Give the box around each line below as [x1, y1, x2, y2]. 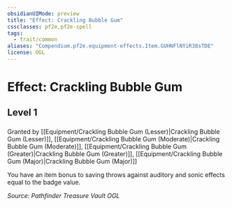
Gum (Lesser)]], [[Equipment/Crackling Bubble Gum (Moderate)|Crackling [7, 135, 220, 144]
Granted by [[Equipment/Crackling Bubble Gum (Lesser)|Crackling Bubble [7, 128, 220, 136]
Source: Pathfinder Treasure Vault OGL [7, 192, 120, 200]
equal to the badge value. [7, 178, 81, 187]
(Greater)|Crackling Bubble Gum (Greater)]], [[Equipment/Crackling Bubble [7, 150, 223, 158]
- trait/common [13, 36, 58, 43]
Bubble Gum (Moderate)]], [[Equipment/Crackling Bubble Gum [7, 142, 187, 151]
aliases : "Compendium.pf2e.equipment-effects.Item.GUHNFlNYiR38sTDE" [7, 43, 215, 49]
